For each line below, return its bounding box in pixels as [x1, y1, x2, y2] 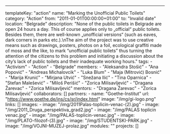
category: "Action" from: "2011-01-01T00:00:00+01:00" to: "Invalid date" [5, 16, 156, 21]
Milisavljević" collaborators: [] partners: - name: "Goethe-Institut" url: [5, 91, 149, 97]
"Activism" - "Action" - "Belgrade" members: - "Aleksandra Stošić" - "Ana [5, 64, 158, 70]
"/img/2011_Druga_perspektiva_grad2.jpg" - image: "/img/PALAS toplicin [5, 107, 156, 113]
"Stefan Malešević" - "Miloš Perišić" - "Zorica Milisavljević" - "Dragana [5, 80, 153, 86]
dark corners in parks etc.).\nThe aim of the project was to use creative [5, 37, 154, 43]
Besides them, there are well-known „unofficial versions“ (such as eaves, [5, 31, 158, 37]
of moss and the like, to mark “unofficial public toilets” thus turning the [5, 48, 152, 54]
